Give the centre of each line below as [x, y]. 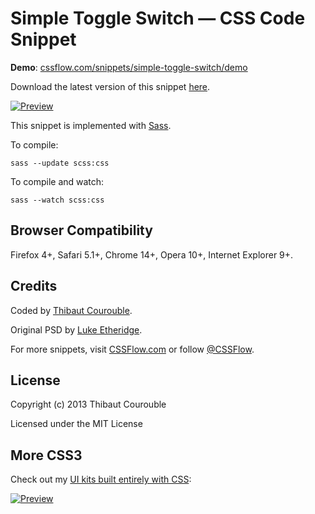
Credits [34, 286]
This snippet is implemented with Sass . [91, 125]
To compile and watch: [57, 181]
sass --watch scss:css [57, 200]
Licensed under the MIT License [76, 424]
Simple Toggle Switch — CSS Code [158, 18]
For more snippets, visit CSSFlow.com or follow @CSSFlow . [132, 349]
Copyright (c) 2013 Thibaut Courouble [88, 404]
